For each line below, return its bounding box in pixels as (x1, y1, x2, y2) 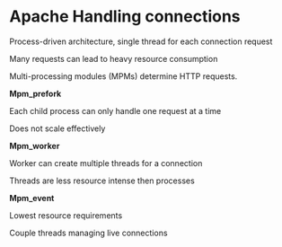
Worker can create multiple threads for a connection (9, 157, 203, 168)
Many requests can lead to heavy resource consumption (9, 53, 218, 64)
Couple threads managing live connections (9, 227, 168, 238)
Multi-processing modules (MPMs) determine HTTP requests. (9, 70, 238, 82)
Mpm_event (9, 192, 55, 203)
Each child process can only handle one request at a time (9, 105, 222, 116)
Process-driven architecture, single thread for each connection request (9, 36, 273, 47)
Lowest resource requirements (9, 209, 123, 221)
